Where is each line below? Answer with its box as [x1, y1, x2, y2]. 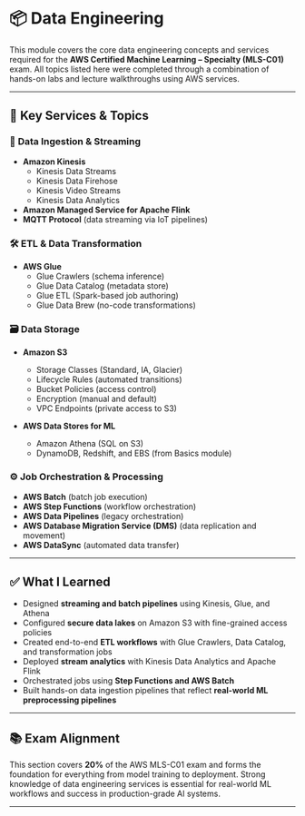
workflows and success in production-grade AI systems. [9, 788, 221, 800]
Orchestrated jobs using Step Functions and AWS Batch [22, 675, 234, 686]
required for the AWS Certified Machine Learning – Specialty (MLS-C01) [9, 54, 284, 64]
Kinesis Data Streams [35, 165, 116, 176]
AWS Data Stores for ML [22, 420, 116, 432]
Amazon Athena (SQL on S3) [35, 438, 143, 449]
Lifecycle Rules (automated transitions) [35, 374, 183, 385]
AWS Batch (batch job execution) [22, 491, 148, 502]
